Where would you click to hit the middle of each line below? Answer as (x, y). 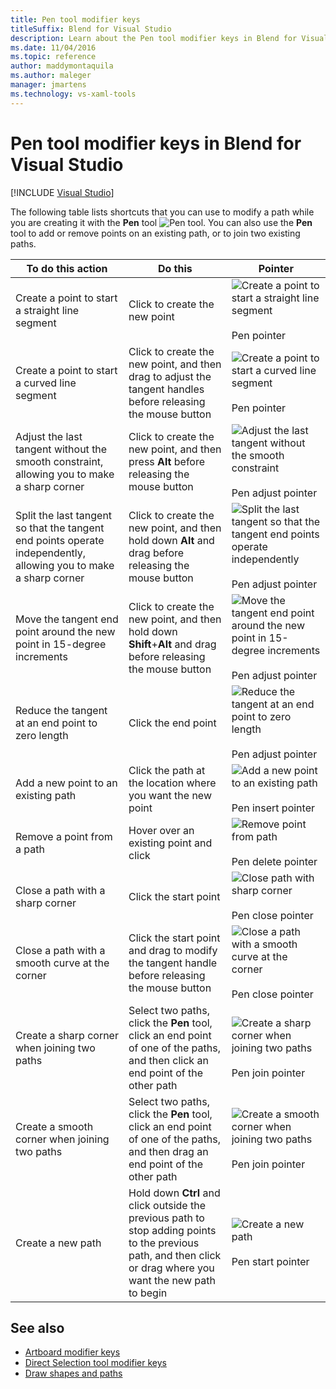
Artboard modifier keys (72, 1352)
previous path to (166, 1218)
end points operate (60, 540)
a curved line (46, 383)
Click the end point (172, 723)
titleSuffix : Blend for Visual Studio (91, 29)
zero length (42, 735)
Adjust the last (49, 436)
